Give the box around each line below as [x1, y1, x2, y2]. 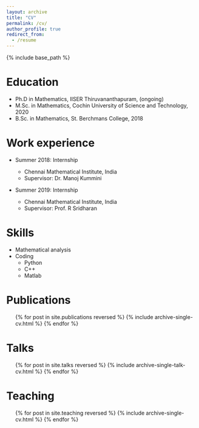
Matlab [24, 272, 42, 279]
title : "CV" [6, 15, 36, 21]
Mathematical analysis [15, 246, 72, 253]
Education [6, 75, 59, 89]
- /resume [12, 37, 36, 43]
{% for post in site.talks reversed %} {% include [15, 361, 135, 368]
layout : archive [6, 9, 47, 15]
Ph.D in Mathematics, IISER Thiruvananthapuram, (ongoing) [15, 95, 164, 102]
